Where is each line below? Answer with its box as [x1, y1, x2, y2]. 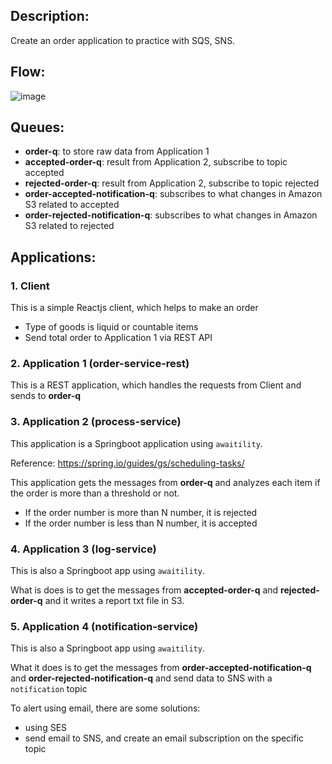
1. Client [10, 279, 50, 293]
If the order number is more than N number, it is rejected [24, 506, 258, 518]
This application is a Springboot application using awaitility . [10, 437, 263, 449]
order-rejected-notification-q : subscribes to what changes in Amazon [24, 209, 318, 221]
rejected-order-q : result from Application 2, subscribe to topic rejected [24, 177, 320, 189]
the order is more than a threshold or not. [10, 487, 180, 499]
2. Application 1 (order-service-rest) [10, 357, 190, 371]
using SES [24, 722, 68, 734]
